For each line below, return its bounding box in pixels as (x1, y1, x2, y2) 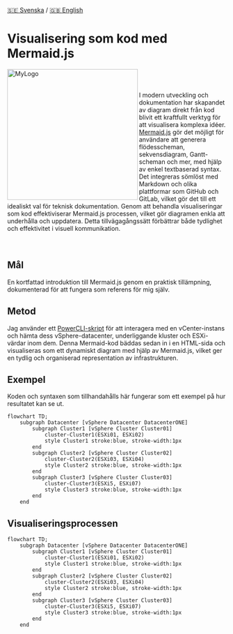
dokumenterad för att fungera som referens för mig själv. (7, 285, 170, 294)
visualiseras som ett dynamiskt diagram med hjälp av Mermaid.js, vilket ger (7, 346, 223, 354)
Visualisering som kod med (7, 31, 168, 47)
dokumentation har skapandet (138, 98, 225, 107)
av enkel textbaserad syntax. (138, 165, 222, 173)
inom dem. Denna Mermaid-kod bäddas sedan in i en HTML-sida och (27, 338, 226, 347)
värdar (7, 338, 26, 347)
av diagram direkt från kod (138, 105, 215, 114)
